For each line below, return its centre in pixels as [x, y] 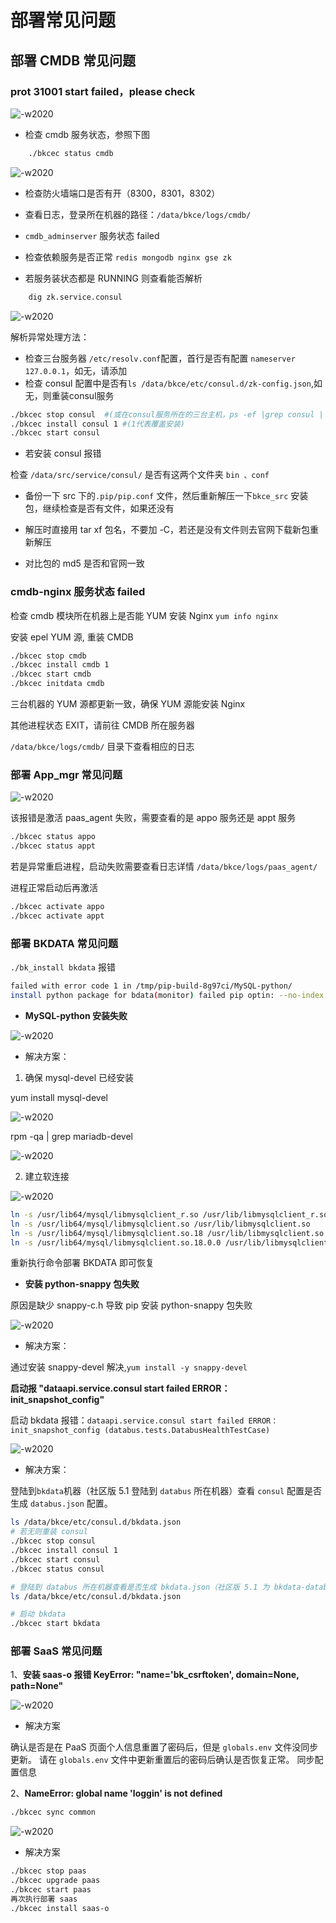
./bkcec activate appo [57, 907]
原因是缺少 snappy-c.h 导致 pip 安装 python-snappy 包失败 [131, 1305]
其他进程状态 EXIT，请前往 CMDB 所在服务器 [102, 725]
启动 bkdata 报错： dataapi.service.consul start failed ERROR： [144, 1420]
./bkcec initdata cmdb [57, 684]
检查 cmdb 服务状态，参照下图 [87, 134]
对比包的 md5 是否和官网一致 [84, 563]
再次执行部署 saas [44, 1899]
